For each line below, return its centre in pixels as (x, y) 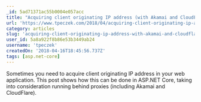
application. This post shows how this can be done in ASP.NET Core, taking (99, 80)
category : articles (31, 28)
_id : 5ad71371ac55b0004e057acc (45, 12)
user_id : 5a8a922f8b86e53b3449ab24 (51, 40)
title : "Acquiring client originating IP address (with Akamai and (92, 17)
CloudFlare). (22, 92)
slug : (13, 34)
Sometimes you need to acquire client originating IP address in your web (96, 73)
